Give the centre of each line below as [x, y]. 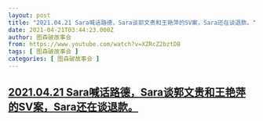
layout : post [29, 15]
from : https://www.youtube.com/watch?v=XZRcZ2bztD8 [94, 44]
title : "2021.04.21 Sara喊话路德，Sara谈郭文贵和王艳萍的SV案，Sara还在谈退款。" [132, 23]
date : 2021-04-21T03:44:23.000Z [61, 30]
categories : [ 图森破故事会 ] [54, 59]
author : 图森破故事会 [40, 37]
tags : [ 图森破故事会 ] [43, 52]
